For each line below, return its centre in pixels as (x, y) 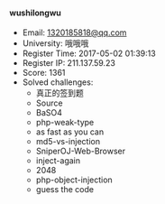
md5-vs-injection (68, 142)
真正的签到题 (60, 93)
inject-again (58, 161)
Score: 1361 (44, 73)
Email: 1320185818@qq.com (74, 32)
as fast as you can (70, 132)
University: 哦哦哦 (55, 43)
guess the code (65, 190)
